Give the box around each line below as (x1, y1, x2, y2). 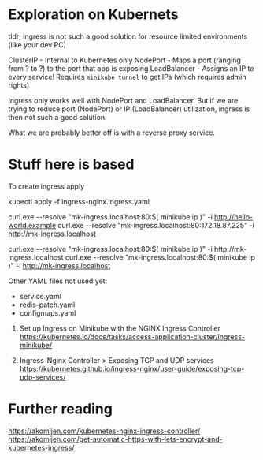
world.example (8, 220, 57, 230)
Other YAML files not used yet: (8, 276, 108, 286)
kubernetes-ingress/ (8, 443, 75, 452)
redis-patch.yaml (19, 300, 76, 309)
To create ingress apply (8, 181, 85, 191)
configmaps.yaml (19, 308, 76, 317)
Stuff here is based (8, 155, 135, 174)
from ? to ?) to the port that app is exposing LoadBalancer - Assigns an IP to (8, 63, 254, 73)
